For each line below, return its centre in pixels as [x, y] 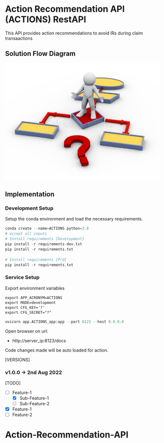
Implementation [30, 194]
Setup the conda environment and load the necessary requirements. [74, 219]
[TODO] [13, 383]
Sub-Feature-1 [34, 398]
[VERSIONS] [18, 360]
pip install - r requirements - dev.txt [44, 244]
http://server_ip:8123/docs [39, 340]
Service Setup [22, 277]
